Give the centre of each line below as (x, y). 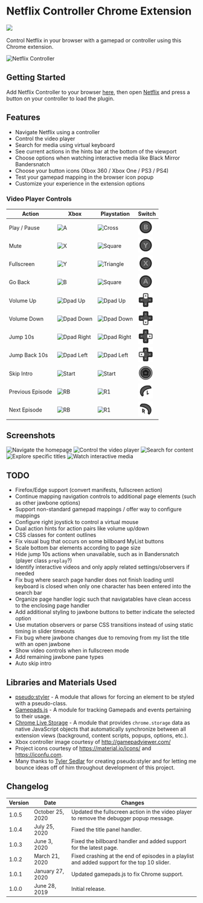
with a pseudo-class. (41, 704)
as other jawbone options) (47, 503)
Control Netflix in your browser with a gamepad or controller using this (94, 40)
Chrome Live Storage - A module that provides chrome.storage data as (102, 723)
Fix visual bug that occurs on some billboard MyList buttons (89, 542)
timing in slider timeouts (45, 631)
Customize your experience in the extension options (80, 183)
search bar (28, 593)
